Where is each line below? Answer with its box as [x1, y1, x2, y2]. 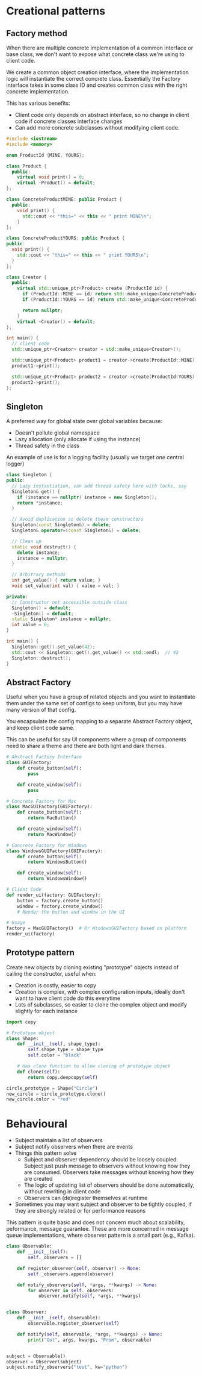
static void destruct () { [11, 544, 77, 550]
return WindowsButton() [28, 859, 87, 865]
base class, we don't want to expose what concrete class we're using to [6, 51, 185, 58]
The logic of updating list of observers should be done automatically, [23, 1181, 195, 1189]
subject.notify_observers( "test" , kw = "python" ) [6, 1364, 128, 1371]
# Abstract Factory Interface [6, 754, 82, 760]
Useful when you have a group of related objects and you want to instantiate [6, 693, 195, 700]
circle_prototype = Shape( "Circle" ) [6, 1085, 98, 1092]
